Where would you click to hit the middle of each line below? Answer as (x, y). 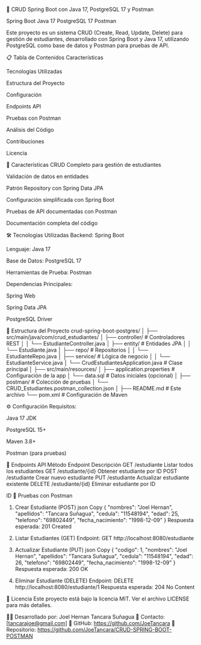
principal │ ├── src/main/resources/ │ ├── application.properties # (91, 369)
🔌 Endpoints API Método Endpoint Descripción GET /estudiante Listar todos (100, 465)
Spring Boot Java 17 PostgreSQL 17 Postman (61, 21)
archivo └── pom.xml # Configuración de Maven (67, 395)
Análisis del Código (30, 130)
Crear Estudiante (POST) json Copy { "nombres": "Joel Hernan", (94, 507)
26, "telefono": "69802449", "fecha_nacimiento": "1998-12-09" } (95, 562)
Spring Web (21, 296)
